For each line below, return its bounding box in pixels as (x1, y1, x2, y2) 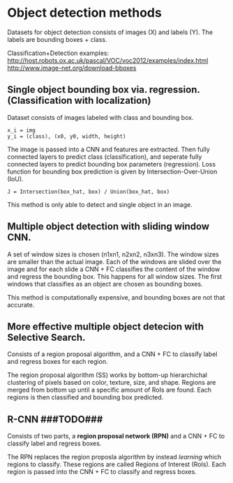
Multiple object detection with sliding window (7, 221, 210, 233)
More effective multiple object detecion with (7, 321, 204, 332)
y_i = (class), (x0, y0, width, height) (7, 132, 127, 140)
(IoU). (7, 174, 24, 183)
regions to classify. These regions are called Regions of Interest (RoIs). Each (7, 460, 227, 468)
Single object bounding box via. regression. (7, 84, 200, 95)
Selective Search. (7, 331, 86, 343)
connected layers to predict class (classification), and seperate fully (7, 152, 202, 161)
